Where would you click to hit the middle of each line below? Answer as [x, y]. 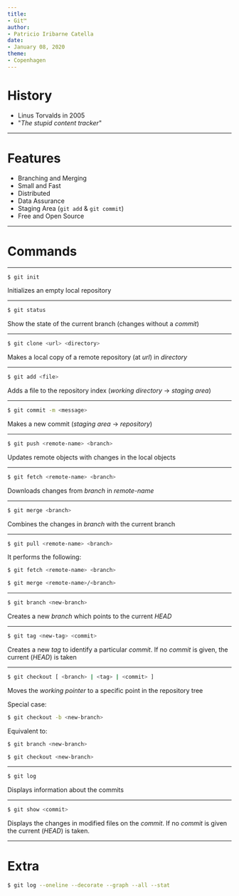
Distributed [34, 193]
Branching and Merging [52, 178]
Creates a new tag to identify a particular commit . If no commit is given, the [118, 650]
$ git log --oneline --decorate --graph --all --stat [89, 885]
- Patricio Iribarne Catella [51, 34]
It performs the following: [44, 557]
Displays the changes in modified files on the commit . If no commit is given [117, 823]
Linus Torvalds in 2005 [51, 115]
